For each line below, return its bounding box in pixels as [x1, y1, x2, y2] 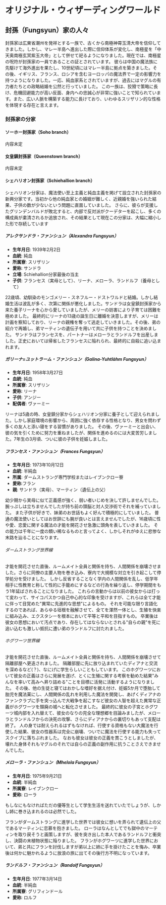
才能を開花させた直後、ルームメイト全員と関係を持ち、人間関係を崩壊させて [5, 654, 162, 660]
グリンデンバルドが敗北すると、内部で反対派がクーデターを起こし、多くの [9, 208, 162, 214]
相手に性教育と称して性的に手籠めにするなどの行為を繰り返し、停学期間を [5, 582, 157, 588]
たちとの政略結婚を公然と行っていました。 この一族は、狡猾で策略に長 [13, 83, 159, 89]
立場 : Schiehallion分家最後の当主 [12, 271, 79, 277]
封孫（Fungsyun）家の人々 [5, 26, 89, 34]
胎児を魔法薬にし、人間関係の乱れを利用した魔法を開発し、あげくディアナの [5, 691, 161, 697]
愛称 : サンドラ [12, 265, 41, 271]
